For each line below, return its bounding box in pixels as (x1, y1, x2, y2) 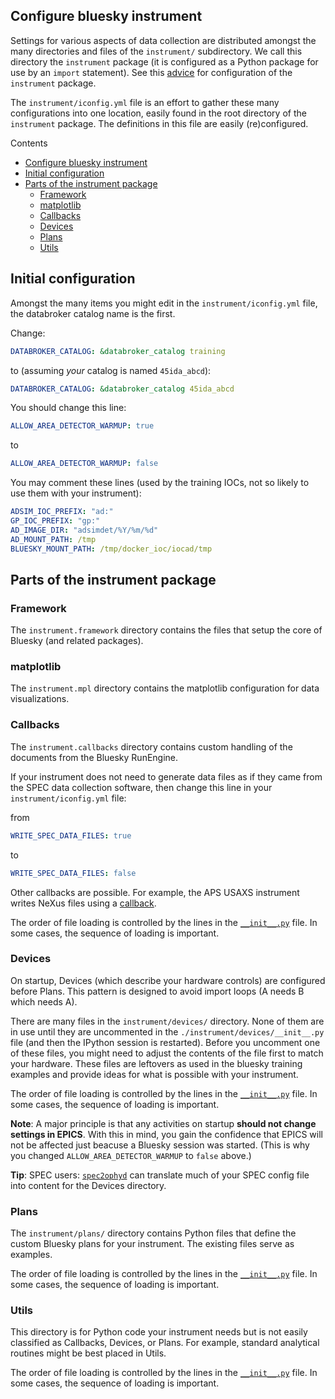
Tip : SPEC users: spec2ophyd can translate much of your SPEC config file (10, 1169, 310, 1181)
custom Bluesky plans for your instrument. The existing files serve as (10, 1238, 295, 1250)
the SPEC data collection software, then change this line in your (10, 781, 273, 793)
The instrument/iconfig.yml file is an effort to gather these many (10, 96, 280, 108)
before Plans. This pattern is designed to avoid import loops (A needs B (10, 985, 305, 997)
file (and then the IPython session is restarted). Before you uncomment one (10, 1036, 321, 1048)
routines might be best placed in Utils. (10, 1347, 167, 1359)
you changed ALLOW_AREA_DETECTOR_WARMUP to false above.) (10, 1149, 252, 1161)
